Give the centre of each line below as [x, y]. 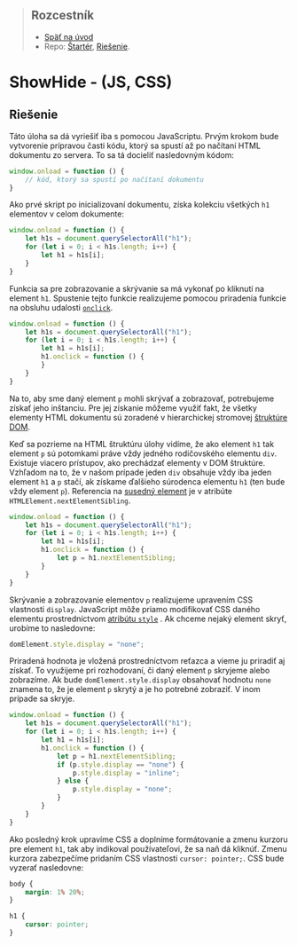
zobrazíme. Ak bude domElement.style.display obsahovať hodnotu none [141, 680]
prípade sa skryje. [42, 699]
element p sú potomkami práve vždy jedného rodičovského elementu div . [143, 453]
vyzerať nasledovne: [47, 867]
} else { [73, 781]
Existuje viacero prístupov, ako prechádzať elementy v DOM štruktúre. [137, 462]
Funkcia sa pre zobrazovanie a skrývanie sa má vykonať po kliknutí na [137, 288]
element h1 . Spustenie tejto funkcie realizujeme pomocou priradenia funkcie [148, 298]
